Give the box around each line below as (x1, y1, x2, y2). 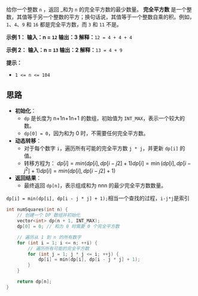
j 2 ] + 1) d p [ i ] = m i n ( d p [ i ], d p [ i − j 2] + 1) (23, 166, 116, 175)
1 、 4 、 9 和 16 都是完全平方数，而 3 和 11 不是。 (6, 21, 122, 28)
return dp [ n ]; (17, 279, 52, 285)
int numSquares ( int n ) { (6, 207, 68, 213)
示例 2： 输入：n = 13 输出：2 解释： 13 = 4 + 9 (6, 46, 123, 53)
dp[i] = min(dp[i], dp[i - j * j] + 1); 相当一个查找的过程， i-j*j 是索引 (6, 195, 190, 202)
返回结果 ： (14, 174, 42, 182)
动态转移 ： (14, 137, 42, 144)
